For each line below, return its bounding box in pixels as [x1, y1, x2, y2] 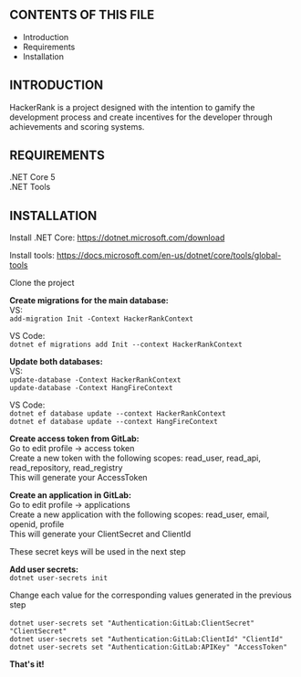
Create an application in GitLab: [9, 490, 132, 501]
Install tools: [9, 250, 55, 261]
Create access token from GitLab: [9, 433, 140, 444]
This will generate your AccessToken [9, 472, 148, 483]
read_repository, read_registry [9, 462, 123, 473]
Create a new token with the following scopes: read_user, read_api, [9, 452, 262, 464]
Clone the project [9, 278, 75, 289]
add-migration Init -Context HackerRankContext [9, 314, 194, 323]
